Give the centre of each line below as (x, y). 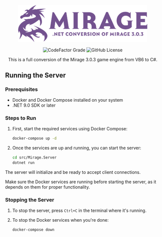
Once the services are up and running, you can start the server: (77, 148)
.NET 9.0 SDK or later (34, 105)
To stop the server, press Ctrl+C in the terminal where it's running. (79, 211)
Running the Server (35, 75)
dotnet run (23, 163)
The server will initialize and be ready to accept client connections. (73, 172)
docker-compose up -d (34, 138)
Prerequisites (21, 89)
